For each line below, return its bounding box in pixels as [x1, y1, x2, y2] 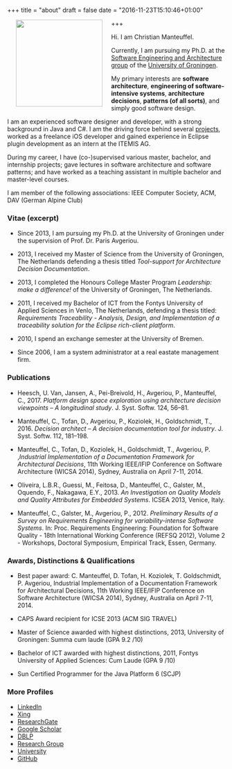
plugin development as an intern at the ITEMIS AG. [7, 140, 151, 148]
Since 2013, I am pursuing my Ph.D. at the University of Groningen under [17, 229, 224, 238]
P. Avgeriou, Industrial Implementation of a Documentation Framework [17, 579, 218, 587]
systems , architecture [139, 90, 205, 97]
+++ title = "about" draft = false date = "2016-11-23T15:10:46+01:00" [7, 6, 204, 14]
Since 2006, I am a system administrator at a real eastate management [17, 348, 220, 356]
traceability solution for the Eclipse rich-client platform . [17, 321, 175, 329]
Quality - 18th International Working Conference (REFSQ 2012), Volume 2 [17, 531, 225, 539]
